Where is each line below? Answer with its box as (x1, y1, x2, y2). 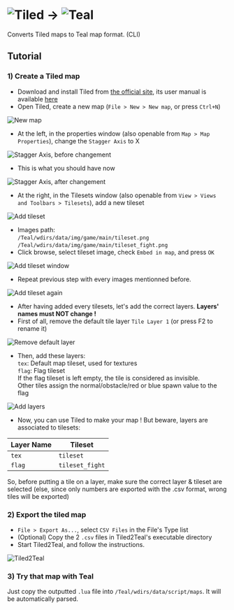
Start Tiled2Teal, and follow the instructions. (17, 540, 145, 548)
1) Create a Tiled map (7, 71, 80, 81)
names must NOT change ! (17, 309, 96, 318)
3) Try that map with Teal (7, 571, 94, 581)
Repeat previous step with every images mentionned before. (17, 275, 191, 283)
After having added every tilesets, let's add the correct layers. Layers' (17, 302, 219, 311)
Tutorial (7, 50, 42, 62)
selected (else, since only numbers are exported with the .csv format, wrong (7, 485, 227, 493)
